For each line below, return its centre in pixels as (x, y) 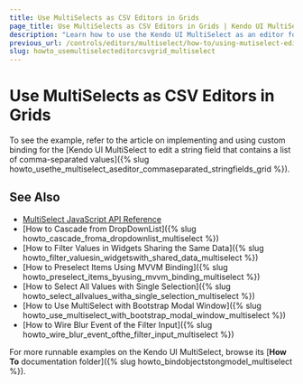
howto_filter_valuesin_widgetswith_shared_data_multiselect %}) (140, 258)
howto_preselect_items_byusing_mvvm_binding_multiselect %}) (141, 276)
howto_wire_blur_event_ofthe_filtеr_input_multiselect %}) (128, 334)
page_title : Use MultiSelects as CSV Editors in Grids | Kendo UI (137, 26)
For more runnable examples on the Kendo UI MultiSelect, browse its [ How (148, 351)
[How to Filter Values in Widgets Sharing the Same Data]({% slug (143, 248)
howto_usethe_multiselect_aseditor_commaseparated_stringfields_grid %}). (150, 169)
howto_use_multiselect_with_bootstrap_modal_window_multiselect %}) (154, 315)
